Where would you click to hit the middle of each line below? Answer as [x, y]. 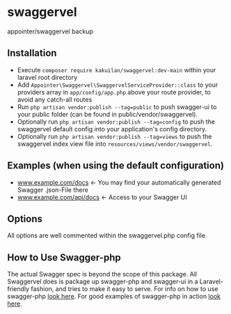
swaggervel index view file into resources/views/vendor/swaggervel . [115, 144]
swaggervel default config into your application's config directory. [112, 129]
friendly [18, 289]
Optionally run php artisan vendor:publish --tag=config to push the [116, 122]
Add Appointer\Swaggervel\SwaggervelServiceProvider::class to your [118, 85]
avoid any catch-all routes [55, 99]
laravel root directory [47, 77]
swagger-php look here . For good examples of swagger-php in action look [114, 297]
